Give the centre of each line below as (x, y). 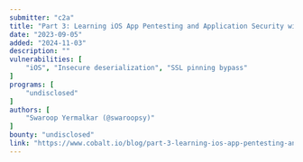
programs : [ (32, 85)
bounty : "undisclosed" (52, 135)
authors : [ (30, 110)
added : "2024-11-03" (48, 43)
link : (19, 143)
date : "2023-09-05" (46, 34)
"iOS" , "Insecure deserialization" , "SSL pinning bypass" (137, 68)
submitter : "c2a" (42, 18)
